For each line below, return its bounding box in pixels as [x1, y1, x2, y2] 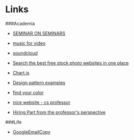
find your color [12, 89, 44, 95]
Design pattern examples [12, 79, 66, 86]
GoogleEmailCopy [12, 129, 51, 135]
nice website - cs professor [12, 99, 70, 105]
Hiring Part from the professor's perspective [12, 109, 106, 115]
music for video [12, 40, 46, 46]
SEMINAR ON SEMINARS [12, 30, 65, 36]
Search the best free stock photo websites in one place [12, 60, 129, 66]
